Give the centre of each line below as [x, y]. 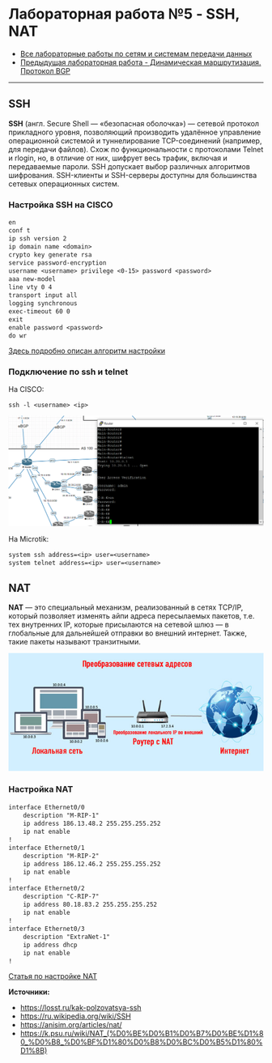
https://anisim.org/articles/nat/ [71, 1024]
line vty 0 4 [30, 287]
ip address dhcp [51, 945]
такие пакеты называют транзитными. [75, 642]
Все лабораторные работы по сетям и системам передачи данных [136, 53]
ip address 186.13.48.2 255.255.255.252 [92, 823]
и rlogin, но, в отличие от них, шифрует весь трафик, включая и [118, 158]
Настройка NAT [41, 789]
